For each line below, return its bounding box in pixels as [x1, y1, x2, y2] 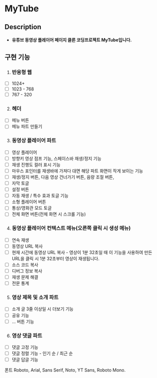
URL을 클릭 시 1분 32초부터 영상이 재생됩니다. [11, 255, 99, 261]
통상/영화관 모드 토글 [11, 205, 52, 211]
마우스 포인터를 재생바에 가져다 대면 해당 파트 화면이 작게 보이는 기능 [11, 168, 143, 173]
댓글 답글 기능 [11, 357, 38, 363]
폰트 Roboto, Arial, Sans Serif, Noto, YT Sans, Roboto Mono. [4, 367, 126, 373]
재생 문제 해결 [11, 274, 38, 280]
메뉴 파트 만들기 [11, 124, 42, 129]
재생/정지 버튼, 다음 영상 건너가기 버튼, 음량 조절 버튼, [11, 174, 114, 180]
